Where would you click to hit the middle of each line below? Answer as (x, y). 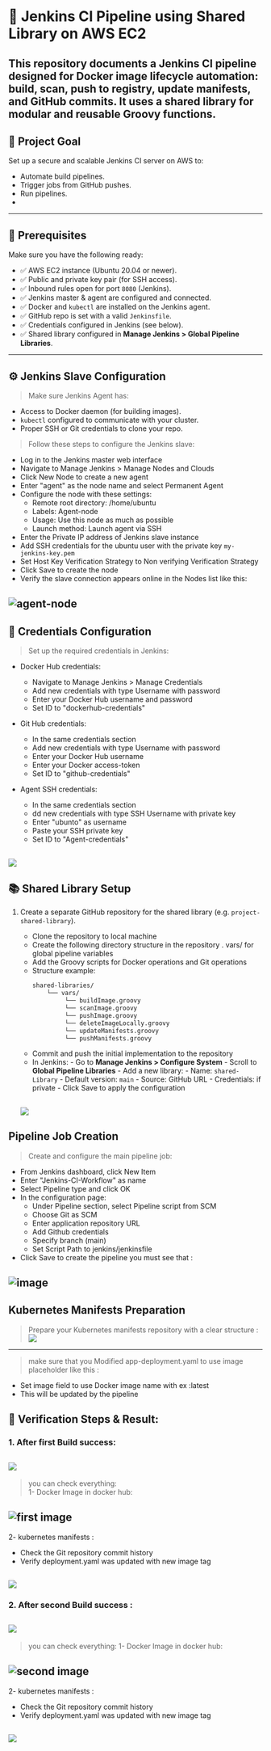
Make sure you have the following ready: (76, 255)
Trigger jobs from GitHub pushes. (75, 185)
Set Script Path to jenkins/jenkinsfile (92, 1249)
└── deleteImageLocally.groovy (117, 1023)
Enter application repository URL (86, 1223)
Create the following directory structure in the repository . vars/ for (143, 945)
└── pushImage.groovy (101, 1015)
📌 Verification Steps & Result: (83, 1419)
